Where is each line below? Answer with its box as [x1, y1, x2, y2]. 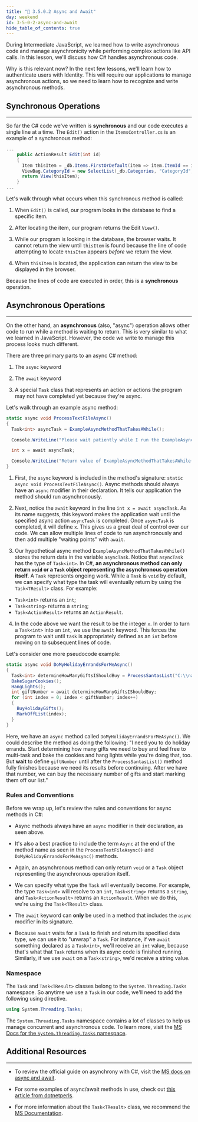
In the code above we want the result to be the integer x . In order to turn [14, 620, 190, 627]
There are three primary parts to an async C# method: [6, 352, 137, 359]
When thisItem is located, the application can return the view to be [14, 260, 178, 267]
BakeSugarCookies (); [11, 678, 62, 684]
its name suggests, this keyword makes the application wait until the [14, 511, 180, 517]
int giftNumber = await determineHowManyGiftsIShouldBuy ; [11, 689, 157, 695]
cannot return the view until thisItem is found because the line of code [14, 242, 187, 249]
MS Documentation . [14, 1109, 64, 1117]
